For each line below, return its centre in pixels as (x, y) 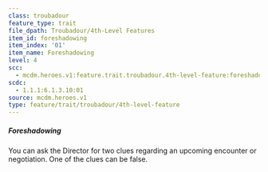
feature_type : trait (43, 23)
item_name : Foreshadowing (51, 53)
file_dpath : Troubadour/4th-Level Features (82, 30)
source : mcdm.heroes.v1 (48, 98)
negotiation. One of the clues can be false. (78, 159)
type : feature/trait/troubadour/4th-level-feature (94, 105)
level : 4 (23, 61)
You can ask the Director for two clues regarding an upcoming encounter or (132, 151)
